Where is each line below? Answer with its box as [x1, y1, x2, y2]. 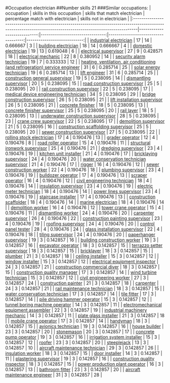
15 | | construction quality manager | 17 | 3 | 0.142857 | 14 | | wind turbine [5, 269, 157, 275]
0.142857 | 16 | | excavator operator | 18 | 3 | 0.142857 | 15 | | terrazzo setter [5, 242, 163, 248]
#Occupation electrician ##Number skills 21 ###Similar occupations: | [5, 5, 151, 11]
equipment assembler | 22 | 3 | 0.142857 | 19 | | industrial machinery [5, 307, 147, 313]
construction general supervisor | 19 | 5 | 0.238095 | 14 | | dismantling [5, 75, 151, 81]
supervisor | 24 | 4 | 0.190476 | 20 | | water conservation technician [5, 156, 146, 162]
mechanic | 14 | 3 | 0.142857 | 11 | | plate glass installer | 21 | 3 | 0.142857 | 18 [5, 312, 165, 318]
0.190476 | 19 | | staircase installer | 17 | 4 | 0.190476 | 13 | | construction [5, 194, 156, 200]
